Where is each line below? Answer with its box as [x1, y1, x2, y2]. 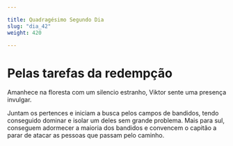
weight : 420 [7, 29, 42, 36]
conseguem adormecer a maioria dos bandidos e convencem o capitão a [7, 124, 217, 132]
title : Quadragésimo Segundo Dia [7, 16, 104, 23]
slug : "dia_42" [7, 22, 51, 30]
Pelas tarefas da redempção [7, 65, 172, 81]
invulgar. [7, 95, 32, 104]
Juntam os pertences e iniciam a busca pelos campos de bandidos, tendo [7, 109, 219, 117]
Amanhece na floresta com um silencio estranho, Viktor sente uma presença [7, 88, 227, 97]
